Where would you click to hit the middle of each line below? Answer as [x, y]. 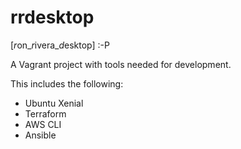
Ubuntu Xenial [54, 103]
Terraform [45, 113]
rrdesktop [52, 17]
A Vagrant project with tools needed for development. [121, 64]
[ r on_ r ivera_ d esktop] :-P [60, 45]
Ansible [40, 135]
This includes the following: [67, 83]
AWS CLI [43, 124]
